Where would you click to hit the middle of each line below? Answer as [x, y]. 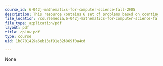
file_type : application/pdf [33, 23]
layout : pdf [17, 28]
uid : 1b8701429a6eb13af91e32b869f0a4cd [45, 41]
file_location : [20, 18]
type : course [18, 37]
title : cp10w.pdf [23, 32]
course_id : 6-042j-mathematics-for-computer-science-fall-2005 [70, 9]
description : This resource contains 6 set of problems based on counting [82, 14]
